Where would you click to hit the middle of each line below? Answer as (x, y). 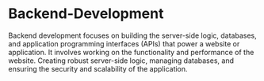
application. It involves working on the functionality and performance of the (131, 52)
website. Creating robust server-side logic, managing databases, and (121, 61)
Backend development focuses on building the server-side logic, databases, (133, 35)
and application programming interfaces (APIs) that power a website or (124, 43)
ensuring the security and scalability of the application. (98, 68)
